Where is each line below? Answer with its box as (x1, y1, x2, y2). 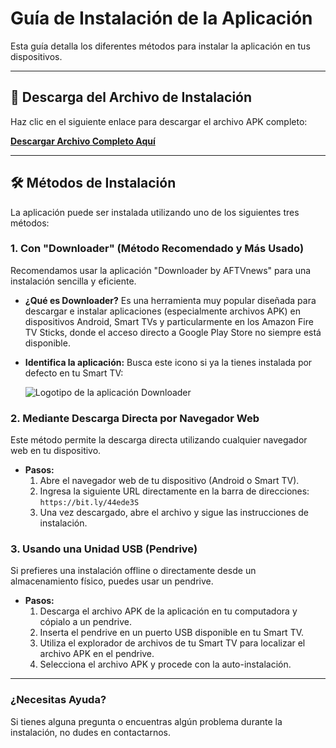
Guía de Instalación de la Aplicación (10, 7, 313, 30)
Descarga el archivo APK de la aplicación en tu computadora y (39, 605, 298, 617)
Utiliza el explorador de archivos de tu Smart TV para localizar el (39, 637, 306, 649)
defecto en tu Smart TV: (24, 367, 124, 379)
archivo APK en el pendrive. (39, 648, 155, 660)
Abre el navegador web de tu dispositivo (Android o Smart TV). (39, 475, 300, 487)
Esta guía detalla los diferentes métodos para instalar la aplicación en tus (10, 40, 311, 52)
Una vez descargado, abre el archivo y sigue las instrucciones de (39, 507, 309, 519)
